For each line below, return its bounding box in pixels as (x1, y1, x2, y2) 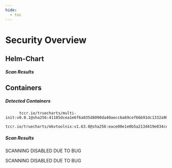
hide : (5, 7, 17, 13)
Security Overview (5, 34, 87, 46)
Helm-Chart (5, 55, 45, 63)
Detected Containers (5, 98, 51, 104)
